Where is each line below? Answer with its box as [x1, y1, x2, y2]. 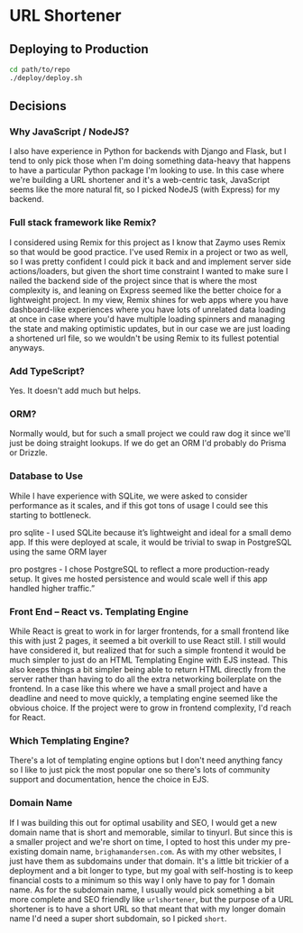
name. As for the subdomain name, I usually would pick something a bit [9, 884, 275, 895]
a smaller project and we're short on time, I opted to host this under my [9, 836, 273, 847]
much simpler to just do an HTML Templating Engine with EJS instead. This [9, 654, 289, 665]
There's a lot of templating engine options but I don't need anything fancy [9, 755, 283, 766]
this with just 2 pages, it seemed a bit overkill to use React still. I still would [9, 635, 286, 645]
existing [9, 846, 39, 856]
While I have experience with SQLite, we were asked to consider [9, 490, 248, 501]
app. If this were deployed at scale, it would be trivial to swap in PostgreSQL [9, 536, 292, 547]
